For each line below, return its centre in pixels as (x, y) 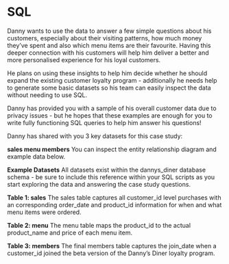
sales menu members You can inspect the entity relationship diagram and (112, 149)
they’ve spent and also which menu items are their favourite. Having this (109, 45)
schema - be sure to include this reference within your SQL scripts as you (111, 177)
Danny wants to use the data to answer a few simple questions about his (109, 31)
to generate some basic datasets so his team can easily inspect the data (109, 88)
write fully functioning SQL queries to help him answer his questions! (104, 122)
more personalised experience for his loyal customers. (84, 60)
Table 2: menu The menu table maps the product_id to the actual (99, 225)
